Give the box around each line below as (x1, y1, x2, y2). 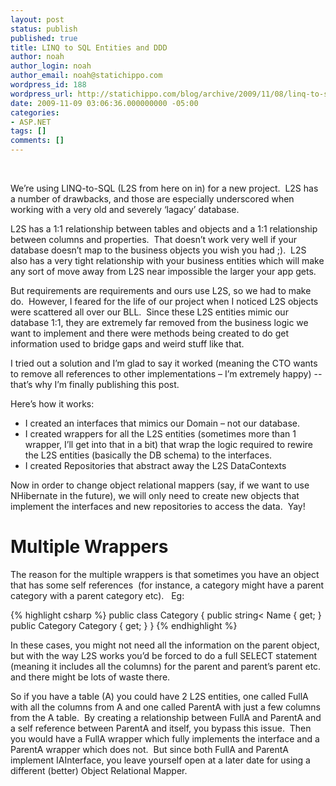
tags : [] (10, 126, 47, 136)
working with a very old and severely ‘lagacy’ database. (10, 204, 240, 215)
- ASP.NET (10, 117, 52, 127)
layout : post (10, 14, 65, 25)
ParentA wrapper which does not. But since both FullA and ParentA (10, 743, 289, 755)
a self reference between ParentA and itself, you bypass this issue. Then (10, 722, 312, 734)
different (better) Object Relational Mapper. (10, 764, 188, 776)
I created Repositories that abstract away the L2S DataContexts (24, 460, 287, 471)
